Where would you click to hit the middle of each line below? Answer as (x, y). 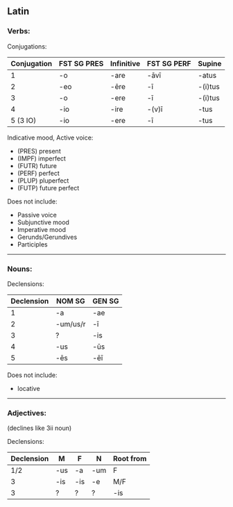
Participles (32, 244)
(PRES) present (39, 151)
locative (28, 388)
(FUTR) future (37, 165)
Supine (209, 63)
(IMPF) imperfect (41, 158)
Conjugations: (27, 46)
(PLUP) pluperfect (43, 181)
